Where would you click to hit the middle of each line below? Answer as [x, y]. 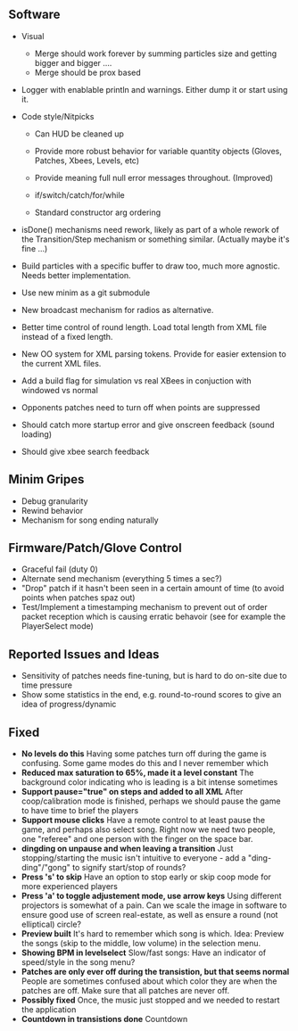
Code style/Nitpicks [58, 116]
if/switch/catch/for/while [80, 194]
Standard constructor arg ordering [98, 212]
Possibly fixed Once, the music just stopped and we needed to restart [150, 1000]
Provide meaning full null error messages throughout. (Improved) [154, 177]
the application [49, 1010]
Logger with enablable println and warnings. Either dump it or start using [154, 89]
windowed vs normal [60, 390]
